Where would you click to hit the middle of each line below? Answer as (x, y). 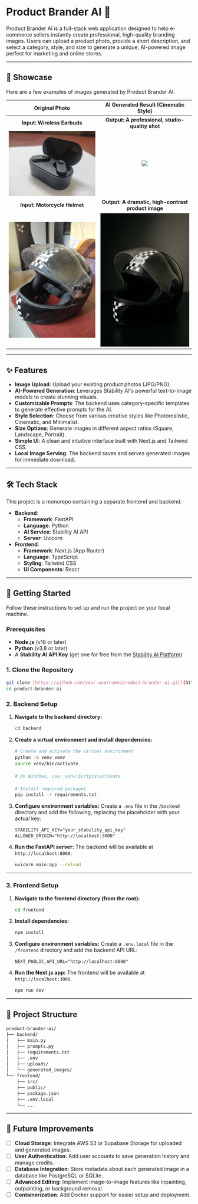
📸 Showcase (29, 78)
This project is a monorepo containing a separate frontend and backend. (94, 502)
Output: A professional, (134, 120)
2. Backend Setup (32, 704)
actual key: (28, 818)
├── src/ (27, 1081)
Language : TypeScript (51, 557)
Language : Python (46, 526)
